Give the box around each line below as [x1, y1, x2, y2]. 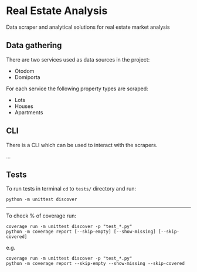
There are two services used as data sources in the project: [6, 56, 150, 63]
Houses [14, 103, 33, 110]
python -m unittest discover [6, 196, 77, 203]
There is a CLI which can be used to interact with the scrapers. [6, 141, 158, 148]
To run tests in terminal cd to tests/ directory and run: [6, 185, 137, 192]
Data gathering [6, 40, 62, 50]
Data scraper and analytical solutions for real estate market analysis [6, 23, 170, 30]
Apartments [14, 108, 43, 115]
